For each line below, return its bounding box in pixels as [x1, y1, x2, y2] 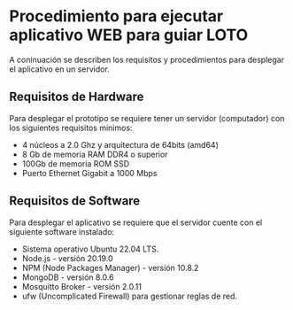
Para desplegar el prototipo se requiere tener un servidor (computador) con [9, 112, 285, 123]
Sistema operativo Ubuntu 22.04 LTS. [21, 244, 159, 254]
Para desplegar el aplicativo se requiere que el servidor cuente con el [9, 217, 263, 228]
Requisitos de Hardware [9, 89, 144, 105]
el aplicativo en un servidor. [9, 64, 111, 74]
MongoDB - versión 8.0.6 [21, 272, 114, 283]
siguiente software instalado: [9, 226, 115, 236]
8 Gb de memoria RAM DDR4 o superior [21, 149, 168, 159]
